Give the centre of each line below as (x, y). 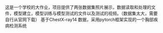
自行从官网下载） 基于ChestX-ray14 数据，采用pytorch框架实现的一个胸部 (80, 19)
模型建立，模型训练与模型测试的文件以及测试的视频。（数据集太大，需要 (86, 13)
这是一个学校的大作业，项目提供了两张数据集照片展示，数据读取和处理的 (78, 7)
